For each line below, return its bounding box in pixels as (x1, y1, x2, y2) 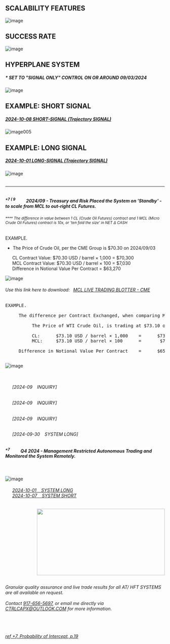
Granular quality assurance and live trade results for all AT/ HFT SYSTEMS (5, 584, 161, 590)
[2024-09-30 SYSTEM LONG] (12, 431, 78, 437)
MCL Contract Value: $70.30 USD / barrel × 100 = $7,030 (12, 260, 131, 266)
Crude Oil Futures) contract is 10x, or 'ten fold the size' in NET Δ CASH (5, 220, 127, 225)
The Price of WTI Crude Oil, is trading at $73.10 (32, 323, 160, 328)
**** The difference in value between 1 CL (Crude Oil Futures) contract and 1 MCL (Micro (5, 215, 160, 221)
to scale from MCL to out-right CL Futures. (5, 203, 96, 209)
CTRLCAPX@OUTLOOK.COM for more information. (5, 605, 112, 612)
